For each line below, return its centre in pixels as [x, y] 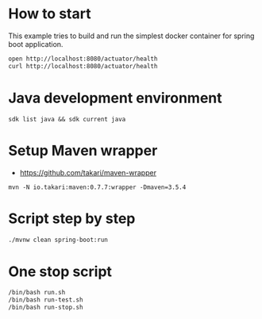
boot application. [36, 44]
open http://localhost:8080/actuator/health [83, 59]
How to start [50, 14]
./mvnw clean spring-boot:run [58, 240]
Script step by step [72, 218]
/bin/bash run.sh [37, 293]
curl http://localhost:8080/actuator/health [83, 66]
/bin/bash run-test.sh [46, 300]
